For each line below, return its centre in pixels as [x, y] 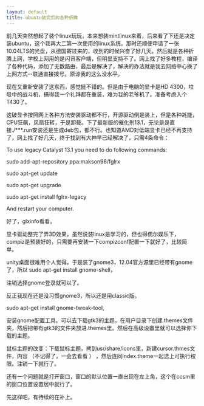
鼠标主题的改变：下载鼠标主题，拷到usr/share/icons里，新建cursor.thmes [98, 348]
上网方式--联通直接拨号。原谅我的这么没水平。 [65, 74]
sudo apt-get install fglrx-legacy [46, 197]
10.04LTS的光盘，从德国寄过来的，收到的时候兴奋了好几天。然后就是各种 [98, 51]
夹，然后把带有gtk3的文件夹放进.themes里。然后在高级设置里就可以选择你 [99, 328]
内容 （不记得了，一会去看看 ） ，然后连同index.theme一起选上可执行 [104, 356]
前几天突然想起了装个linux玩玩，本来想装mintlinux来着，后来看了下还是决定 [101, 36]
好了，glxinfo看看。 [31, 221]
